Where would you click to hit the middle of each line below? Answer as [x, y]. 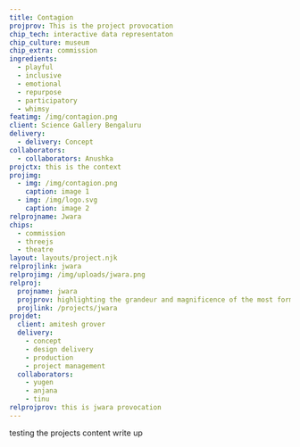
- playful [35, 68]
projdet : [25, 316]
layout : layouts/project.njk [63, 258]
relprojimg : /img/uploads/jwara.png [77, 275]
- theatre [35, 250]
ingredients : [33, 59]
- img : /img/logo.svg [58, 200]
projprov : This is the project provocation [92, 26]
